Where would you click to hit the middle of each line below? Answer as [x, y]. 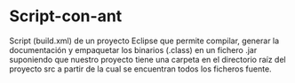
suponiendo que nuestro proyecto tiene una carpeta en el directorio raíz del [147, 59]
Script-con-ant [66, 16]
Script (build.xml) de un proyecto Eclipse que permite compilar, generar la [144, 41]
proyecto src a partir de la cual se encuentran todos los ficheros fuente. [141, 69]
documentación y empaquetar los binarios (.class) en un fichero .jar [133, 49]
